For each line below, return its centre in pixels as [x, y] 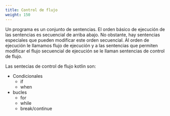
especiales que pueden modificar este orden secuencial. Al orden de [77, 40]
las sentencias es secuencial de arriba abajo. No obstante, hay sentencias [83, 35]
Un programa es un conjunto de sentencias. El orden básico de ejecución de [85, 29]
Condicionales [28, 76]
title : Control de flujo [31, 10]
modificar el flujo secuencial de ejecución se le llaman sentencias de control [85, 51]
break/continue [36, 108]
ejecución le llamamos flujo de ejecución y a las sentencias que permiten [82, 45]
